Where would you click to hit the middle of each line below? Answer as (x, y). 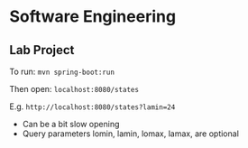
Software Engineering (93, 17)
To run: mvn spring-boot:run (62, 71)
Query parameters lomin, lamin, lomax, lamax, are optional (130, 134)
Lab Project (42, 50)
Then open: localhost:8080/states (74, 89)
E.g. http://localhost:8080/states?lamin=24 (92, 106)
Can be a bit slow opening (71, 124)
